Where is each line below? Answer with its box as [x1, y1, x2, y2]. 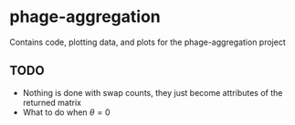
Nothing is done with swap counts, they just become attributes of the [22, 87, 283, 98]
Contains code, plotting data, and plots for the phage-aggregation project [9, 36, 286, 47]
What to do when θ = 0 [22, 107, 111, 118]
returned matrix [22, 97, 82, 108]
